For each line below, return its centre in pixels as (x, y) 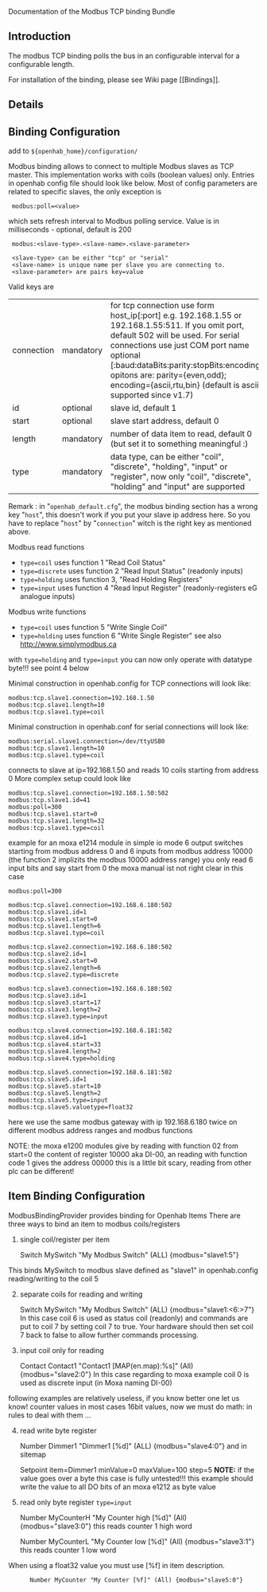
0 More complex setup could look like (70, 779)
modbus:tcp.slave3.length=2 (55, 1010)
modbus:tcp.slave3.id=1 (48, 996)
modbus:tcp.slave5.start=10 (55, 1086)
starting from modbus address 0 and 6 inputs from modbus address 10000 (130, 851)
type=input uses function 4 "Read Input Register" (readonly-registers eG (138, 588)
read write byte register (58, 1430)
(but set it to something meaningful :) (179, 444)
